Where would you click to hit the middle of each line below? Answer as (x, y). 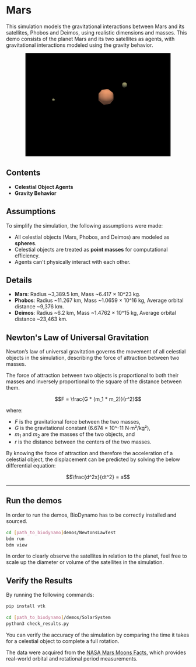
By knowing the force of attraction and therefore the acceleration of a (90, 453)
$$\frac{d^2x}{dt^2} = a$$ (98, 477)
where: (15, 411)
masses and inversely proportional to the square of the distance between (94, 381)
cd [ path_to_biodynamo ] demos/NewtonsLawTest (61, 532)
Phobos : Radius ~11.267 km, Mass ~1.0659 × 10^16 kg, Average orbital (99, 300)
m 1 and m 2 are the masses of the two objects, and (75, 435)
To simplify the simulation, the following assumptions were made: (85, 225)
